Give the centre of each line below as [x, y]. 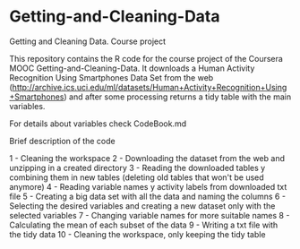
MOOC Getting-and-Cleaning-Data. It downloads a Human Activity [132, 68]
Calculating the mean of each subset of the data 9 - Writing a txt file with [144, 225]
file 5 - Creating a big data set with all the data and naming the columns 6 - [148, 196]
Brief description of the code [62, 141]
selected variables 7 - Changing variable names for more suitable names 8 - [150, 215]
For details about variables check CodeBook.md [98, 124]
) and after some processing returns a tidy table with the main [178, 97]
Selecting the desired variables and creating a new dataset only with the [142, 206]
